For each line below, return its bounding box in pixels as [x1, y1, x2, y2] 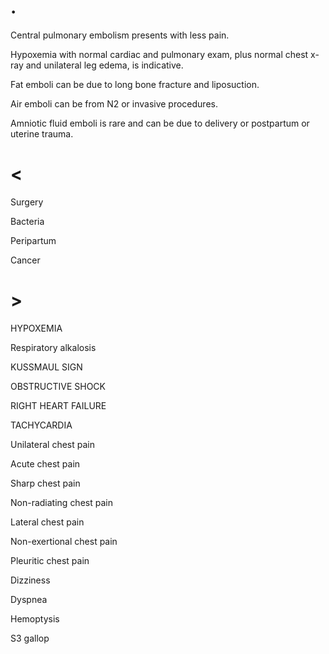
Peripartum [10, 234, 57, 246]
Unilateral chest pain [10, 438, 95, 450]
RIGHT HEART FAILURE [10, 399, 107, 411]
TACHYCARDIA [10, 419, 73, 431]
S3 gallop [10, 632, 50, 644]
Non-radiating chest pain [10, 496, 113, 508]
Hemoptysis [10, 612, 60, 625]
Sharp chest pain [10, 477, 81, 489]
